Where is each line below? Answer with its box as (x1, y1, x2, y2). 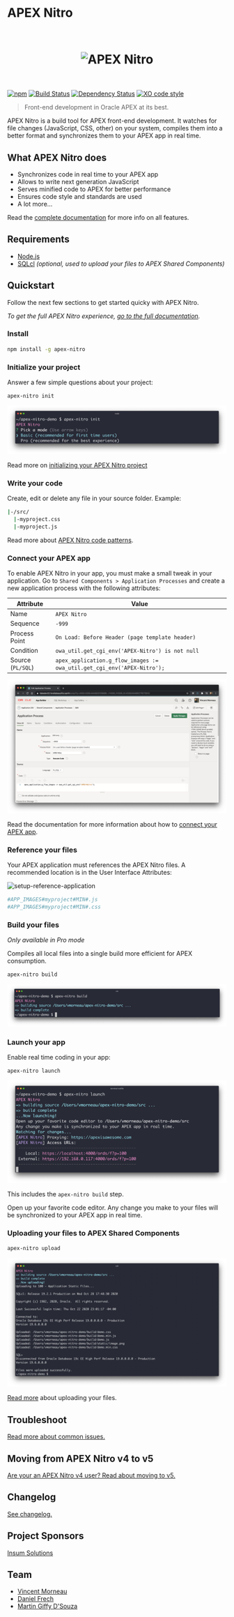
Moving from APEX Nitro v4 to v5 (7, 1452, 154, 1464)
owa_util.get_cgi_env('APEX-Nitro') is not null (55, 647, 200, 654)
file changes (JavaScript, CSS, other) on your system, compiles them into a (7, 124, 223, 133)
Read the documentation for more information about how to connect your (7, 820, 218, 828)
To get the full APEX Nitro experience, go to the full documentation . (7, 312, 201, 320)
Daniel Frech (17, 1595, 54, 1603)
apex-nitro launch (7, 1067, 61, 1075)
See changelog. (7, 1510, 52, 1518)
